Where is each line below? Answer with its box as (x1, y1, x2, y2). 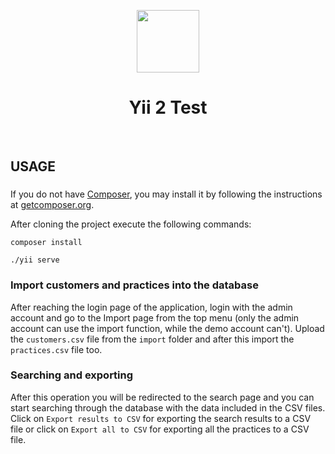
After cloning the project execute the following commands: (10, 218, 252, 230)
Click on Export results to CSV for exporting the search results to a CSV (10, 412, 312, 424)
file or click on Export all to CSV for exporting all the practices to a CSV (10, 423, 310, 435)
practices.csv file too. (10, 343, 103, 355)
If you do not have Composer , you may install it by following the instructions (10, 188, 323, 200)
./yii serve (10, 255, 60, 265)
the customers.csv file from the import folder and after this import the (10, 333, 295, 345)
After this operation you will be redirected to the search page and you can (10, 391, 315, 403)
